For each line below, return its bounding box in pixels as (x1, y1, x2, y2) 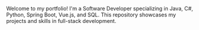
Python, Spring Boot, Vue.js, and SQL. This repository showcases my (6, 11, 176, 18)
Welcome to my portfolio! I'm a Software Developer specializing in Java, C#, (6, 5, 193, 12)
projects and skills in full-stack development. (6, 18, 117, 24)
